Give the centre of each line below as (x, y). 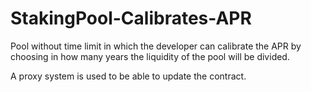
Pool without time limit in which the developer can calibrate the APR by (156, 46)
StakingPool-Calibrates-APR (131, 18)
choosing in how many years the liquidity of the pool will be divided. (150, 56)
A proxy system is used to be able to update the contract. (128, 76)
